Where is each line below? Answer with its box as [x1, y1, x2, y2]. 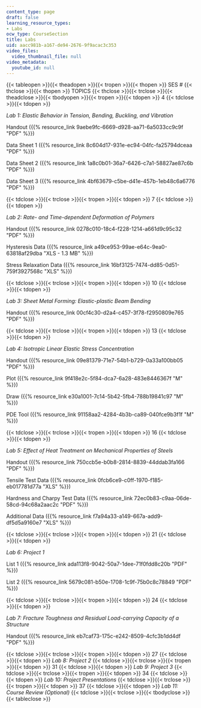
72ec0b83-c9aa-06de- [134, 495, 192, 502]
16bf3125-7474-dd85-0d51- [110, 261, 180, 269]
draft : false [6, 14, 39, 20]
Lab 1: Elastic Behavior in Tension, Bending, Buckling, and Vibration [6, 112, 173, 119]
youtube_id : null [11, 64, 55, 71]
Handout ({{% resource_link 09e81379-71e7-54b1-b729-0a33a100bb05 [6, 357, 184, 364]
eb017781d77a [6, 483, 42, 490]
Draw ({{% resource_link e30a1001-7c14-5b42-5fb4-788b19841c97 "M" [6, 393, 184, 400]
